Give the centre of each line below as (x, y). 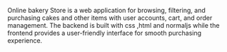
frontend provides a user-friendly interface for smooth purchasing (105, 33)
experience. (25, 41)
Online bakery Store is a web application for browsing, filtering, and (106, 10)
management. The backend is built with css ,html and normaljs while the (113, 25)
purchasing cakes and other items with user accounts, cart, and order (110, 18)
